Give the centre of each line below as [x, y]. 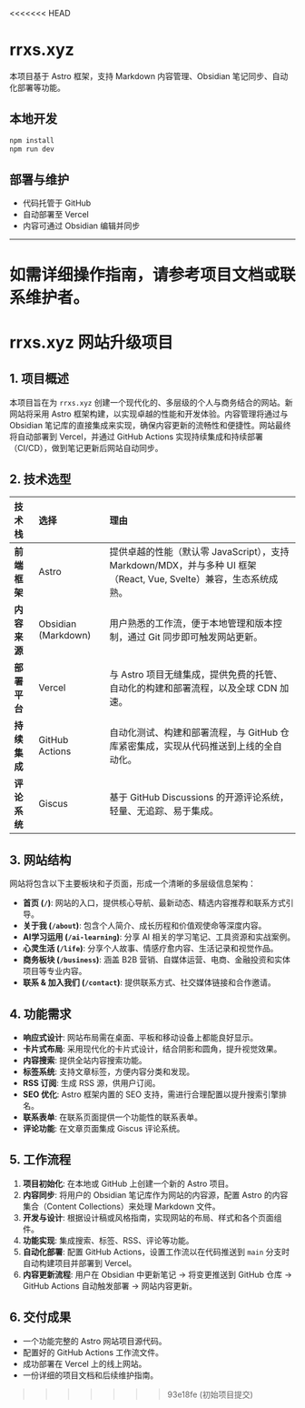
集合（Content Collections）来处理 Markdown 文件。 [121, 1206]
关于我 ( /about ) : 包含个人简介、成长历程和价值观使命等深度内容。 [144, 926]
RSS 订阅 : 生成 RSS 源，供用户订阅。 [91, 1082]
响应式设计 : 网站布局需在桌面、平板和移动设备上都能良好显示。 [140, 1037]
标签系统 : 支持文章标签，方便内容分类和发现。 [108, 1071]
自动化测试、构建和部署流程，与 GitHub [194, 733]
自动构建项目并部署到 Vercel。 [79, 1262]
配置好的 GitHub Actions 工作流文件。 [93, 1352]
